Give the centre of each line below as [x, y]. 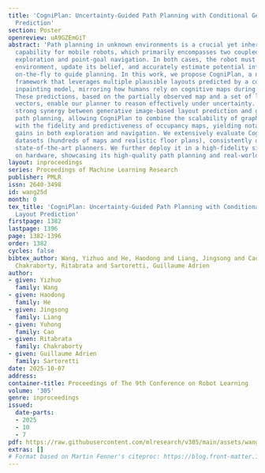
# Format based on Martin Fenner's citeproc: [84, 457]
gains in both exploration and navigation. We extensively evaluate [130, 133]
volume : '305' [32, 391]
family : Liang [38, 317]
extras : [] [26, 449]
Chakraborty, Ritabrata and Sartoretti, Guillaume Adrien [113, 266]
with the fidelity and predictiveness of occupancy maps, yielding [129, 126]
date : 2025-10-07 [37, 369]
